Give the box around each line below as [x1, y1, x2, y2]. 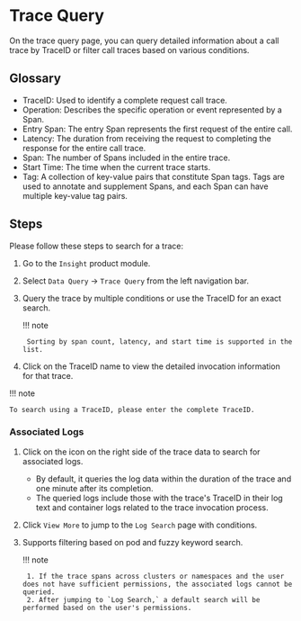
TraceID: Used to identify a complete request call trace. [22, 94, 227, 105]
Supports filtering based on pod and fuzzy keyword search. [22, 536, 243, 547]
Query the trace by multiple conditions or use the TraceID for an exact [22, 292, 281, 303]
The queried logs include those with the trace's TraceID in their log [35, 492, 283, 503]
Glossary [9, 71, 61, 86]
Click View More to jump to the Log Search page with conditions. [22, 519, 258, 530]
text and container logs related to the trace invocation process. [35, 501, 269, 513]
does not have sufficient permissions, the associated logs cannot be [22, 580, 293, 589]
